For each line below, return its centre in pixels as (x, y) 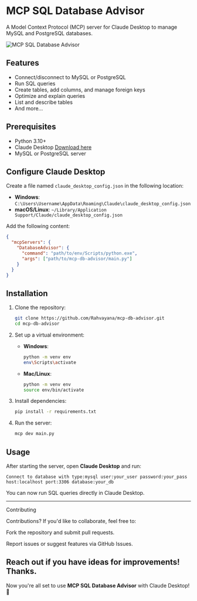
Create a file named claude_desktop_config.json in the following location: (95, 186)
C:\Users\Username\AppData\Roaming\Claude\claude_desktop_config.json (103, 204)
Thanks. (21, 571)
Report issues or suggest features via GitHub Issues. (69, 544)
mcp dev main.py (34, 434)
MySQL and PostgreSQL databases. (49, 33)
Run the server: (33, 423)
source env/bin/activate (54, 390)
